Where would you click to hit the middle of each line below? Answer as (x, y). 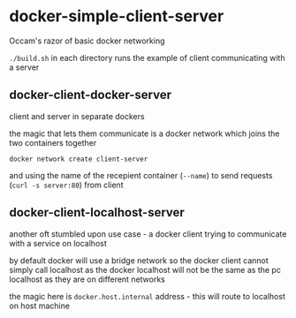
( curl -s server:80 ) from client (66, 185)
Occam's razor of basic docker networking (87, 41)
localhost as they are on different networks (87, 279)
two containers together (53, 142)
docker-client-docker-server (91, 95)
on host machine (40, 306)
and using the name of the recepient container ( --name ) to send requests (141, 175)
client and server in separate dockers (77, 116)
